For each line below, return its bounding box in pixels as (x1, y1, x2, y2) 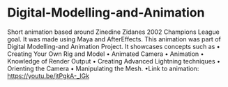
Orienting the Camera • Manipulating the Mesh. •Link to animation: (7, 64, 199, 72)
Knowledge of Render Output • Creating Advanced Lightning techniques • (7, 57, 221, 65)
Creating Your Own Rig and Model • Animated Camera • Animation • (7, 50, 204, 58)
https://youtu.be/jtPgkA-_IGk (7, 71, 89, 80)
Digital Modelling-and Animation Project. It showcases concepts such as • (7, 42, 221, 50)
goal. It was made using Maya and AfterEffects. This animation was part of (7, 35, 221, 43)
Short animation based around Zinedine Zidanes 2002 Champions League (7, 28, 220, 36)
